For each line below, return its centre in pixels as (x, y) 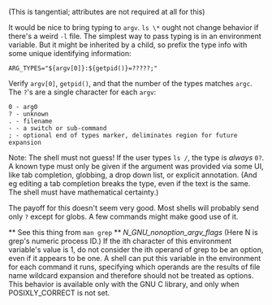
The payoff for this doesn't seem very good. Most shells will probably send (134, 208)
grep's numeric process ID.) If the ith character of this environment (120, 241)
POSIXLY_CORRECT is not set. (59, 293)
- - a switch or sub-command (58, 129)
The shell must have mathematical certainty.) (84, 192)
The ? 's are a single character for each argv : (82, 92)
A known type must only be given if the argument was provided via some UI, (136, 166)
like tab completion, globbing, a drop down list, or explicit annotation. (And (133, 175)
